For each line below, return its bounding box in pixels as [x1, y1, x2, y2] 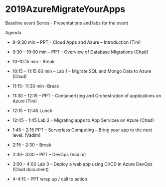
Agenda [5, 29, 21, 35]
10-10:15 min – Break [12, 58, 55, 64]
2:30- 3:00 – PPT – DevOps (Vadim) [12, 151, 86, 157]
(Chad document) [12, 166, 49, 172]
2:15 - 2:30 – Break [12, 142, 51, 148]
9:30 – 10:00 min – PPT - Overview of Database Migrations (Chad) [12, 49, 149, 55]
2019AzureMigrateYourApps [5, 3, 126, 15]
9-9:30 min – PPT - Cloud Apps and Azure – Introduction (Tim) [12, 39, 141, 45]
